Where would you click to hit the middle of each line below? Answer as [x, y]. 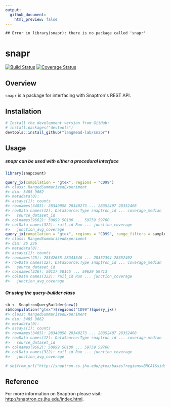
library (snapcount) [26, 173]
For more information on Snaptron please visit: [54, 394]
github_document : [28, 15]
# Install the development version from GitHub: [57, 123]
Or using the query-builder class [40, 293]
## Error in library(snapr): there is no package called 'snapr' [75, 33]
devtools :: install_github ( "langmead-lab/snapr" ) [57, 132]
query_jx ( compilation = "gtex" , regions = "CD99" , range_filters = [78, 234]
